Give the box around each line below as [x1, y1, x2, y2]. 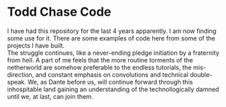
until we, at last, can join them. [7, 92, 94, 100]
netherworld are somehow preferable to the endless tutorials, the [7, 63, 192, 71]
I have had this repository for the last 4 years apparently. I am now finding [7, 27, 217, 35]
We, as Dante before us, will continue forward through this [27, 78, 193, 86]
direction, [7, 70, 34, 79]
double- [189, 70, 213, 79]
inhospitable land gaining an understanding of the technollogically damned [7, 85, 219, 93]
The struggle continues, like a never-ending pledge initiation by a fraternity [7, 49, 220, 57]
